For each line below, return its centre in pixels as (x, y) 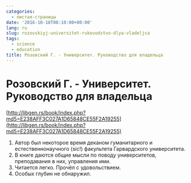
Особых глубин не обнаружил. (53, 174)
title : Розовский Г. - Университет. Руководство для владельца (85, 55)
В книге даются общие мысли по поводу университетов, (85, 155)
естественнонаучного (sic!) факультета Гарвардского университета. (100, 149)
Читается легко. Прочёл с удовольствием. (68, 167)
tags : (13, 39)
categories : (20, 11)
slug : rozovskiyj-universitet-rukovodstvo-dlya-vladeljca (78, 33)
